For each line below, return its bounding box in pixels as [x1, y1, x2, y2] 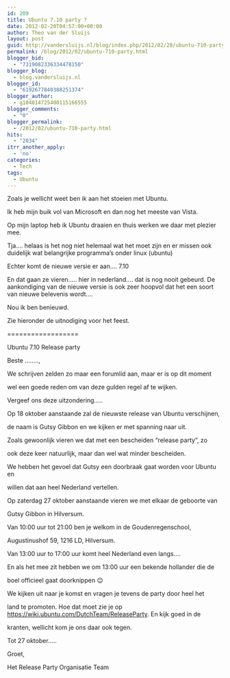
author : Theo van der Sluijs [7, 29, 90, 36]
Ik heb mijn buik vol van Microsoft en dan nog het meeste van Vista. [7, 208, 199, 216]
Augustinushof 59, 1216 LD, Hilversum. [7, 536, 116, 545]
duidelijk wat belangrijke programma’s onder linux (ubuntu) [7, 249, 173, 257]
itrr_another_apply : [7, 144, 66, 151]
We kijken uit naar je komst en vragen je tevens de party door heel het [7, 590, 205, 598]
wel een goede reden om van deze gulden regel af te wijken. [7, 383, 178, 391]
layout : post [7, 36, 44, 43]
